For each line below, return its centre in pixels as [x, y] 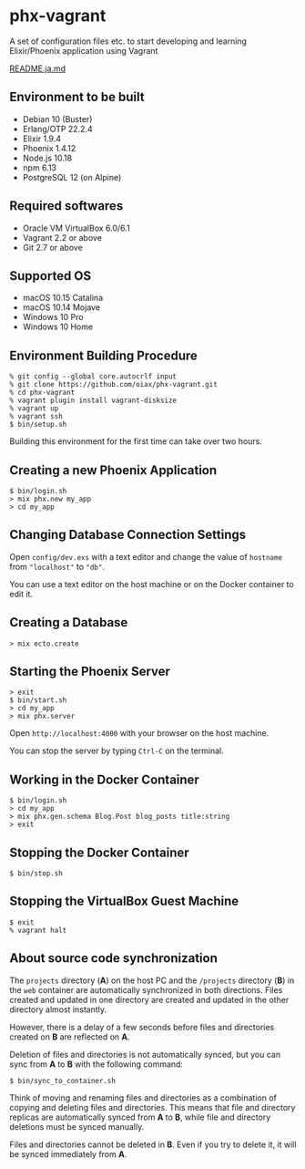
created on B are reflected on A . [70, 1037]
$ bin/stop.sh [36, 874]
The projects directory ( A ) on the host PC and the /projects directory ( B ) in [152, 980]
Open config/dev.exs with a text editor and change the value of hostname [146, 556]
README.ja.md [38, 68]
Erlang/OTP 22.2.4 [57, 129]
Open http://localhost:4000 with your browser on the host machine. [139, 733]
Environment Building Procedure [104, 355]
